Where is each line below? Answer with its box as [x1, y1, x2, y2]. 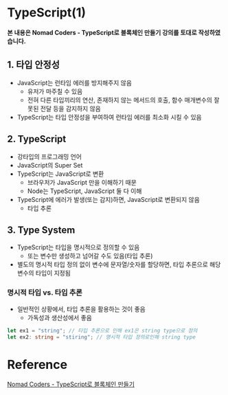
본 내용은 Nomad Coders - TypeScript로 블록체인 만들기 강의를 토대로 [7, 28, 197, 36]
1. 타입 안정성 [7, 59, 60, 71]
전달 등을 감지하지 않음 [40, 104, 101, 113]
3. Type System [7, 224, 76, 236]
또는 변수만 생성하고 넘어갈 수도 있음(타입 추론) [27, 252, 153, 260]
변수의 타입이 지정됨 [16, 269, 71, 278]
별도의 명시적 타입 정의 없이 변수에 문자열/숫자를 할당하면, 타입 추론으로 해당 [16, 260, 221, 269]
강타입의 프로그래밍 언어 [16, 153, 82, 161]
